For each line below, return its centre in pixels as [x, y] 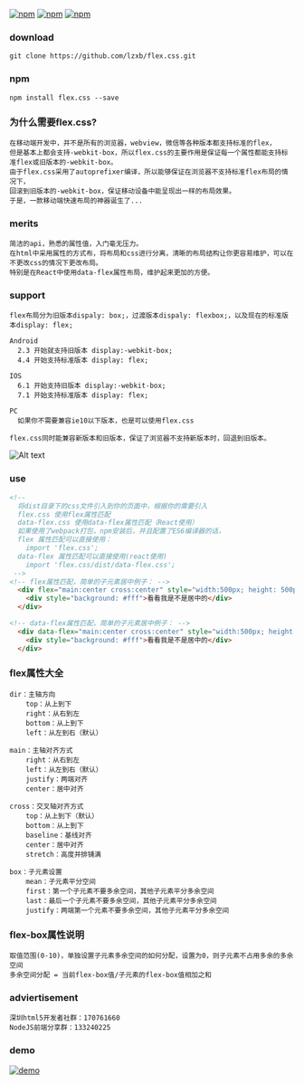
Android [24, 341]
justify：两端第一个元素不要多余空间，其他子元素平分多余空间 [127, 910]
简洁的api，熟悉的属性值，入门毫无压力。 [76, 244]
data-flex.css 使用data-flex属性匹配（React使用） [108, 523]
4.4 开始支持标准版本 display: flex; [83, 361]
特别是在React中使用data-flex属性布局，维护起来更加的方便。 [112, 273]
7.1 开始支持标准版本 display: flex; [83, 395]
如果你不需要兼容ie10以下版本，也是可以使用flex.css [106, 421]
